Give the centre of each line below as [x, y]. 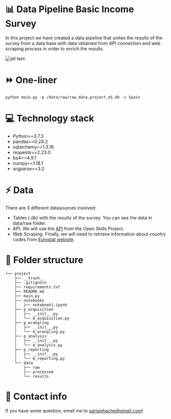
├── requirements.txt [37, 287]
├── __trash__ [29, 278]
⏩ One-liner [31, 80]
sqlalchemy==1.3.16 [33, 147]
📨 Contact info [36, 396]
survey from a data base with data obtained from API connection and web [83, 43]
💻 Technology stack [50, 119]
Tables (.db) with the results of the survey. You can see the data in [82, 217]
